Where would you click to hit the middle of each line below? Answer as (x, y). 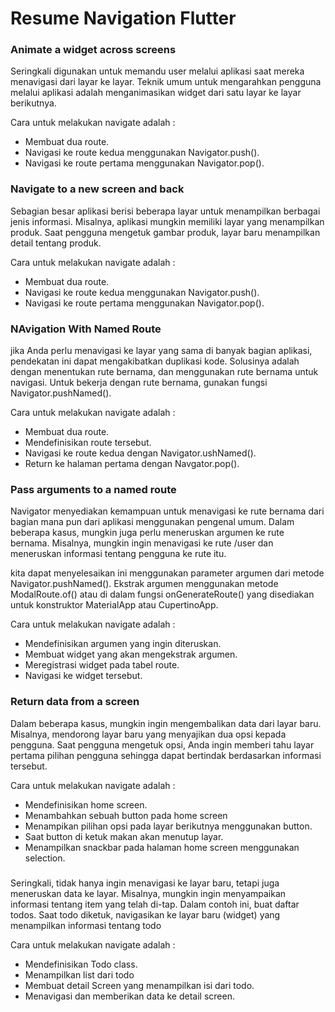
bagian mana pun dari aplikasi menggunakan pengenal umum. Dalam (152, 522)
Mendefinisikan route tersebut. (88, 443)
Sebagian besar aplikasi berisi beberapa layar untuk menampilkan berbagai (165, 211)
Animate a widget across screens (93, 50)
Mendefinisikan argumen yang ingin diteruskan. (123, 644)
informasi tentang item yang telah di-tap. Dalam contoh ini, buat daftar (155, 904)
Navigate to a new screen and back (97, 189)
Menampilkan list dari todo (79, 974)
